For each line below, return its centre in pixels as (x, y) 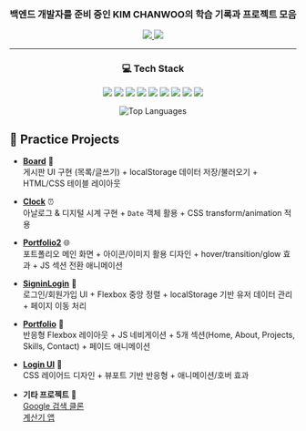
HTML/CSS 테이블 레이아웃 (71, 183)
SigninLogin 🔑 (50, 283)
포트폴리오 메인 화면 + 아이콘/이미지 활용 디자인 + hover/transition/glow (152, 254)
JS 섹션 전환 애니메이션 (81, 265)
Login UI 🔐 (42, 364)
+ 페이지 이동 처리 (55, 306)
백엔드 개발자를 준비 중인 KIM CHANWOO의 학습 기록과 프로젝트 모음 (153, 14)
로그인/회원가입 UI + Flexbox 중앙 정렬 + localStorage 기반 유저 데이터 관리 (158, 294)
